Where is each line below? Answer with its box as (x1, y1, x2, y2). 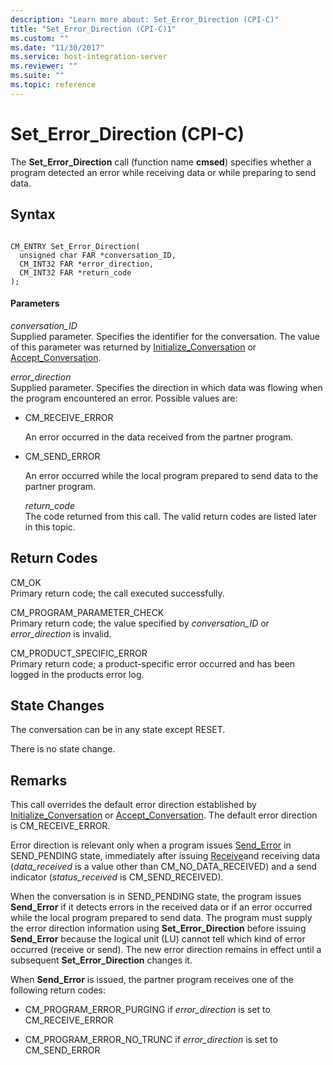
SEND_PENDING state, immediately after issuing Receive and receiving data (10, 850, 321, 862)
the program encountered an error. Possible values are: (10, 392, 238, 404)
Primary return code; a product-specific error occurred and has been (10, 657, 296, 670)
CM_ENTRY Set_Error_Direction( (10, 241, 141, 251)
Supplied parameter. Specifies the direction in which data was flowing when (10, 381, 323, 393)
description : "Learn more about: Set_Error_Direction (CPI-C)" (10, 14, 280, 25)
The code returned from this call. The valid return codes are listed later (24, 510, 317, 522)
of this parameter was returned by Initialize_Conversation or (10, 341, 257, 353)
